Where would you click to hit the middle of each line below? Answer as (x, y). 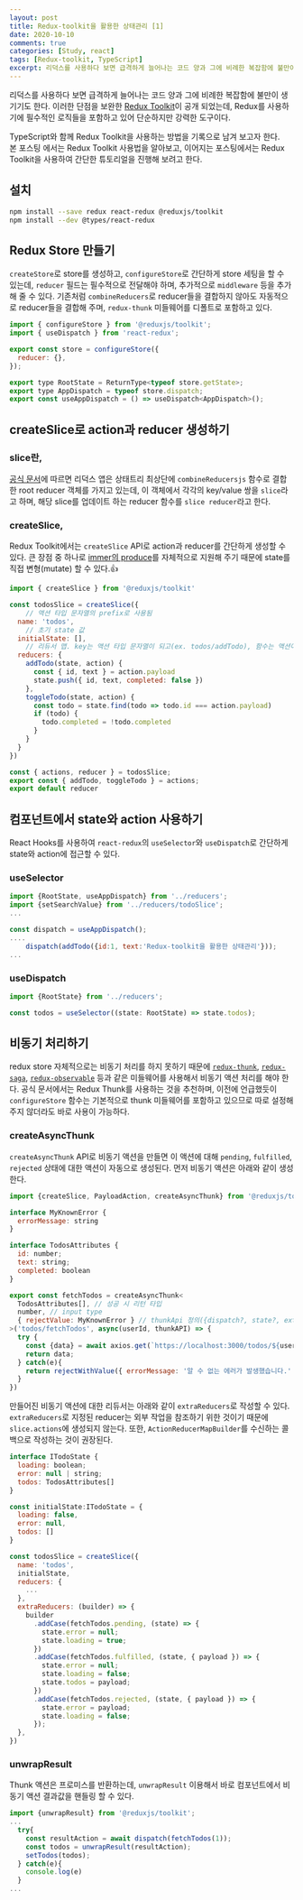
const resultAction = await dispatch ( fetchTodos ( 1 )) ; (129, 1838)
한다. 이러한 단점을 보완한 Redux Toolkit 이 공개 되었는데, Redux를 (149, 106)
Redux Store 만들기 (62, 250)
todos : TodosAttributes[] (66, 1482)
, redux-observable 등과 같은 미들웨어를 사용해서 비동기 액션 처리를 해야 (152, 1078)
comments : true (38, 43)
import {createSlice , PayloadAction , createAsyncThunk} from (127, 1196)
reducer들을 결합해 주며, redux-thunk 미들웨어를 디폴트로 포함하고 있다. (146, 308)
